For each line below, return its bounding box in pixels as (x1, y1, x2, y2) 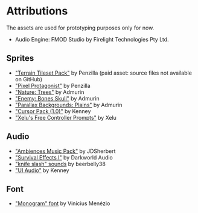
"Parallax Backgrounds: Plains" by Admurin (14, 101, 123, 108)
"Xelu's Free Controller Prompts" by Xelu (14, 114, 117, 121)
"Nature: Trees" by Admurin (14, 88, 85, 96)
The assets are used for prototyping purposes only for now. (6, 24, 155, 31)
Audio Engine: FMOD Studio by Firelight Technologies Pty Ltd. (14, 35, 169, 43)
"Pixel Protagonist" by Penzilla (14, 82, 91, 89)
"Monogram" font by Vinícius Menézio (14, 200, 110, 207)
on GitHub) (14, 75, 43, 82)
